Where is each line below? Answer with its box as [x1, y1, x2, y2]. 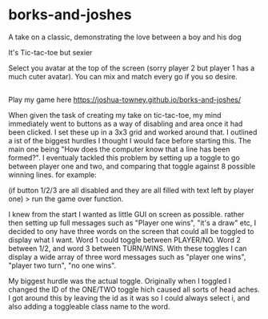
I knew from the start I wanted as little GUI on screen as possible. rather [8, 210, 245, 220]
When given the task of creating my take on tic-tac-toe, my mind [8, 111, 222, 120]
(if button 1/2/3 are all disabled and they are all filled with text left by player [8, 186, 254, 196]
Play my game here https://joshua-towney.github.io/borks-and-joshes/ [8, 95, 242, 105]
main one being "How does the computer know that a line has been [8, 144, 230, 154]
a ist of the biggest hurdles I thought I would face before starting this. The [8, 136, 252, 146]
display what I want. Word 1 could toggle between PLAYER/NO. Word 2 [8, 235, 242, 245]
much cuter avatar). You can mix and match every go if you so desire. [8, 71, 238, 81]
